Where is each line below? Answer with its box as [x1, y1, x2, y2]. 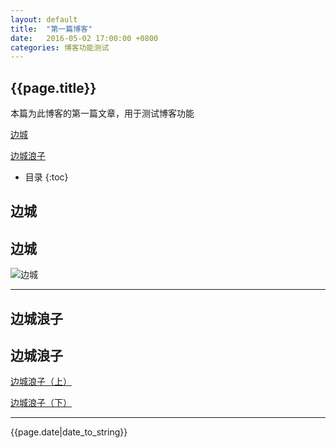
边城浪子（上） [10, 376, 72, 388]
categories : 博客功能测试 [10, 42, 110, 53]
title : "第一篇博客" [10, 24, 93, 34]
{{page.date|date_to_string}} [10, 426, 128, 438]
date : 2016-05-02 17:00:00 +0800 [10, 33, 159, 43]
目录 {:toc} [24, 171, 69, 183]
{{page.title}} [10, 79, 97, 96]
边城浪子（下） [10, 397, 72, 409]
